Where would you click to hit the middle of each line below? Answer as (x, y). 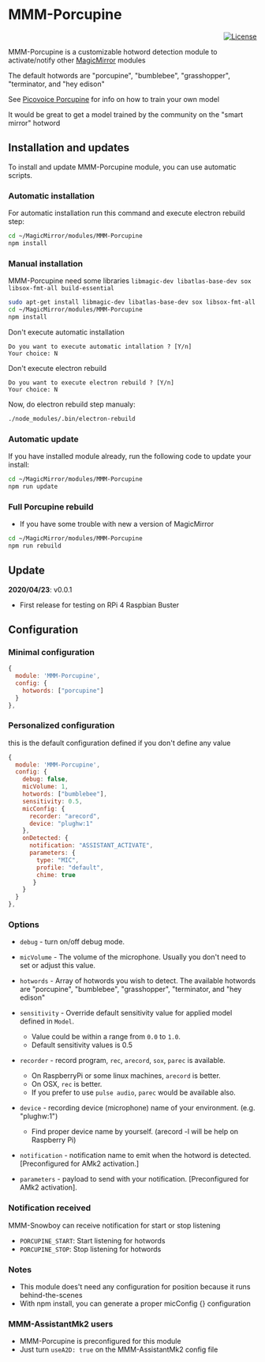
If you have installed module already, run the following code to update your (130, 456)
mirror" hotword (34, 123)
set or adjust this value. (58, 966)
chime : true (56, 875)
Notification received (50, 1208)
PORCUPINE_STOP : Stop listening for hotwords (90, 1249)
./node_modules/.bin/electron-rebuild (72, 418)
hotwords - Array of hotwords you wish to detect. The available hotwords (138, 981)
